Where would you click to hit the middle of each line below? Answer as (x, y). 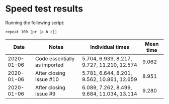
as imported (49, 65)
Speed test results (44, 9)
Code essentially (55, 58)
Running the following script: (35, 23)
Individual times (110, 47)
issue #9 (45, 93)
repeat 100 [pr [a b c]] (31, 32)
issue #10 (47, 79)
